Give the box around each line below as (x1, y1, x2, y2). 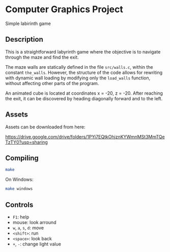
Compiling (5, 154, 39, 162)
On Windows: (5, 177, 34, 183)
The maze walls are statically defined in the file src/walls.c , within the (5, 64, 154, 70)
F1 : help (12, 214, 30, 220)
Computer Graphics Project (5, 4, 123, 15)
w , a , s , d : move (12, 225, 44, 231)
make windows (5, 186, 33, 191)
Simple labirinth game (5, 20, 51, 26)
